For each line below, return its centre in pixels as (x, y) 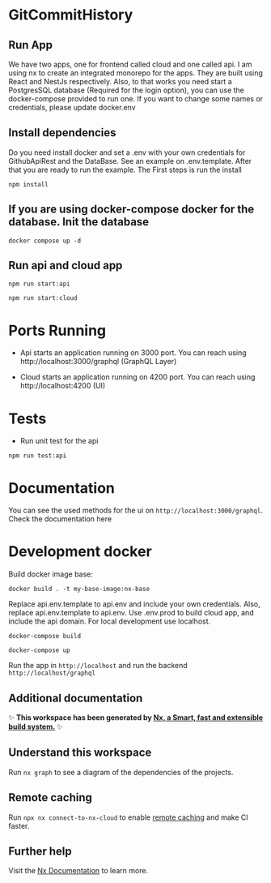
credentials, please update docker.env (72, 107)
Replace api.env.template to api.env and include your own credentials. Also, (134, 604)
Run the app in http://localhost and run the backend (98, 666)
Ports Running (57, 330)
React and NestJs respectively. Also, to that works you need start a (120, 81)
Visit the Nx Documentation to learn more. (78, 871)
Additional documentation (76, 698)
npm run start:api (39, 284)
